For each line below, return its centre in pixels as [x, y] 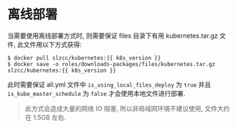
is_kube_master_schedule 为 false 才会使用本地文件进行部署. [96, 93]
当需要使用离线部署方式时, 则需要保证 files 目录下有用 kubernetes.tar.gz [113, 36]
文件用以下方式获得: [52, 44]
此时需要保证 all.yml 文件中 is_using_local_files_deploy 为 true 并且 [109, 84]
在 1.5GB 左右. [45, 117]
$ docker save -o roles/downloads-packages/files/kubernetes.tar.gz [111, 64]
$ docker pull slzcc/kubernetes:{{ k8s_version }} [84, 58]
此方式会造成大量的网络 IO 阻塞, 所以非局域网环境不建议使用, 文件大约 [127, 108]
